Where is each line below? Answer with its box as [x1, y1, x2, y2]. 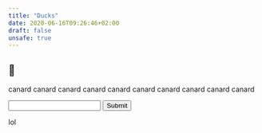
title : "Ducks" [8, 11, 59, 20]
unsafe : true [8, 33, 52, 42]
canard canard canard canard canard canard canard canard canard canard [8, 84, 255, 94]
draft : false [8, 26, 52, 34]
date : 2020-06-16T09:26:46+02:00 [8, 19, 120, 27]
